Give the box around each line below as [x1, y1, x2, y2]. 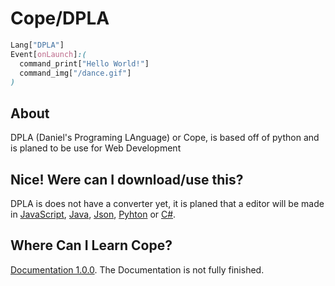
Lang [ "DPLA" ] [10, 40, 65, 50]
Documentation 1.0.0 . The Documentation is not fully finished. [10, 263, 265, 276]
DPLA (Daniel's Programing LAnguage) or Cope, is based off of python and [10, 132, 320, 144]
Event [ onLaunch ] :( [10, 49, 87, 59]
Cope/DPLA [10, 7, 110, 30]
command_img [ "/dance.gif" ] [19, 68, 132, 78]
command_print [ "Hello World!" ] [19, 58, 150, 69]
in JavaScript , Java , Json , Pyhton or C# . [10, 208, 177, 220]
